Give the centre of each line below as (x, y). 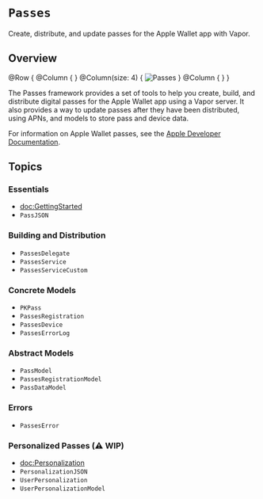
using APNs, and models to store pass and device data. (98, 118)
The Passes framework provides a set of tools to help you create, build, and (132, 93)
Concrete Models (42, 290)
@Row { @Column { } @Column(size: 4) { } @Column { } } (119, 78)
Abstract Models (41, 352)
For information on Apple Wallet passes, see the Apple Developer (114, 133)
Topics (25, 167)
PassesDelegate (45, 253)
